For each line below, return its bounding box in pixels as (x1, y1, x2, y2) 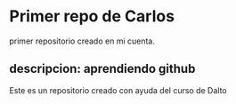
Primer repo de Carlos (9, 6, 175, 27)
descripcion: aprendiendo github (9, 61, 196, 76)
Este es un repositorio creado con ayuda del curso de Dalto (9, 84, 227, 95)
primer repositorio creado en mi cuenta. (9, 36, 156, 46)
